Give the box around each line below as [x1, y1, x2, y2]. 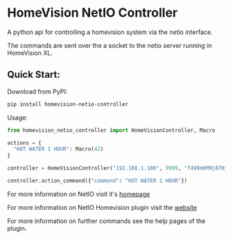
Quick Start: [7, 69, 60, 81]
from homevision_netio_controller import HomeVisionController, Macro [7, 126, 216, 133]
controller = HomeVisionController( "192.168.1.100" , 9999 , [7, 165, 182, 172]
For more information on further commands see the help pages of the [7, 217, 206, 225]
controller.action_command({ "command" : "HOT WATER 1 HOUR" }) [7, 177, 188, 184]
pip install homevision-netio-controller [7, 101, 129, 108]
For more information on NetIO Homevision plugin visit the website [7, 203, 198, 211]
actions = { [7, 139, 42, 147]
